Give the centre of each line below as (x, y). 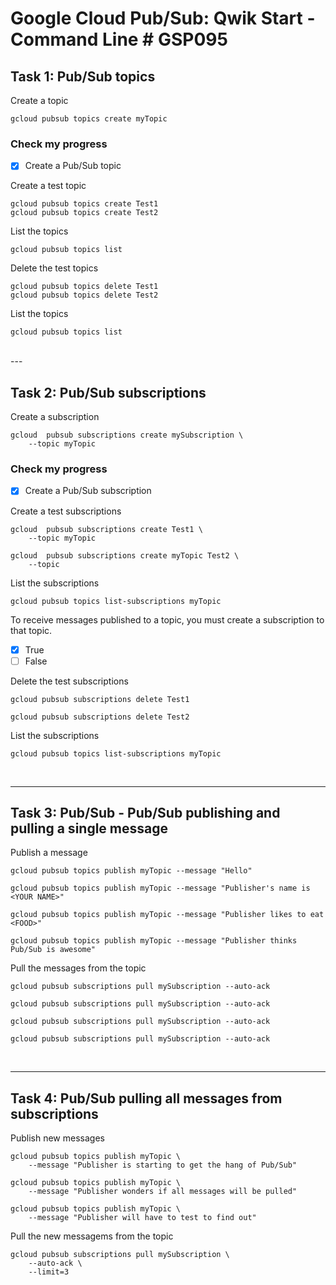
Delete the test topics (54, 268)
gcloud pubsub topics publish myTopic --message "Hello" (131, 871)
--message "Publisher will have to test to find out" (142, 1218)
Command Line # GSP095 (119, 39)
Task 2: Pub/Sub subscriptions (108, 392)
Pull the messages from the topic (78, 968)
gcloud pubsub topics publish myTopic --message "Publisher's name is (160, 888)
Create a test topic (48, 186)
